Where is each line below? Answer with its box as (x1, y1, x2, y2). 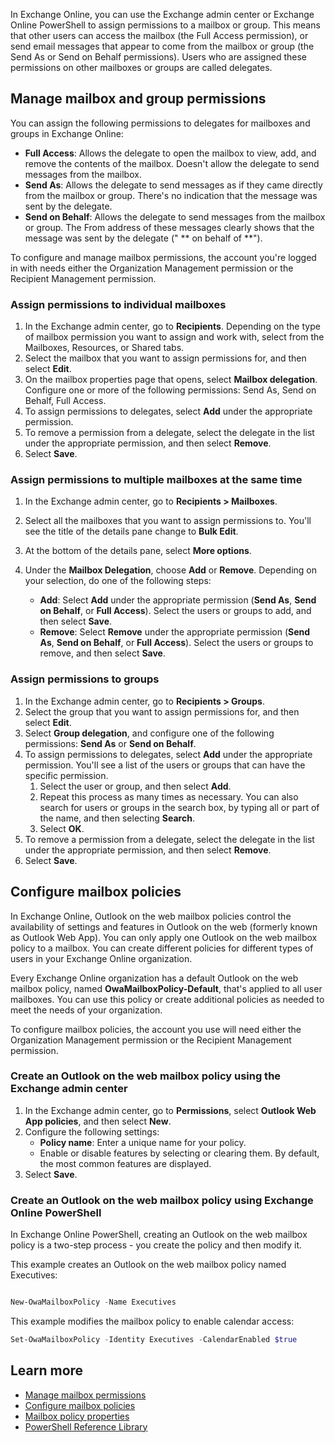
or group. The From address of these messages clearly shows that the (24, 221, 315, 233)
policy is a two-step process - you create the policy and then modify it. (10, 1239, 303, 1251)
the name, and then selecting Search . (39, 812, 195, 824)
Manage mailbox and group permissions (10, 90, 267, 108)
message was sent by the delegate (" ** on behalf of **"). (24, 232, 263, 244)
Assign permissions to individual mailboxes (10, 297, 227, 311)
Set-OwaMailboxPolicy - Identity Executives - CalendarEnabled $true (10, 1334, 298, 1344)
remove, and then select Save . (39, 647, 166, 659)
